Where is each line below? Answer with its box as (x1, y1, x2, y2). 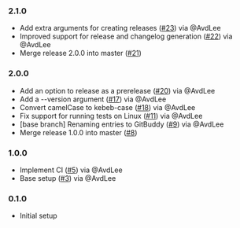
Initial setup (19, 211, 57, 221)
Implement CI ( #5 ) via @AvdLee (19, 165, 124, 175)
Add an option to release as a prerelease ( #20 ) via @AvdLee (19, 86, 216, 95)
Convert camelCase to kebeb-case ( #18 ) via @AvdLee (19, 102, 196, 112)
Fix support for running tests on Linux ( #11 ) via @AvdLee (19, 111, 203, 120)
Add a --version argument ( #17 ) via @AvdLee (19, 94, 167, 104)
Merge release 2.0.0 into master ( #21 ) (19, 49, 142, 58)
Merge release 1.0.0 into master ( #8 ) (19, 127, 138, 137)
